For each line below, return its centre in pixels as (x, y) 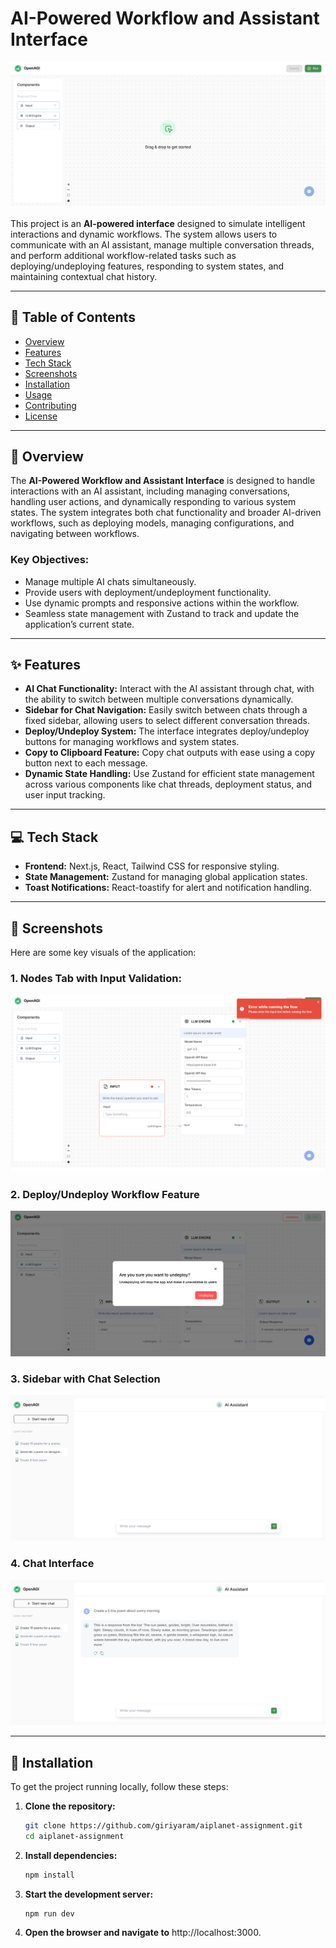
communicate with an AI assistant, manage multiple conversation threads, (162, 244)
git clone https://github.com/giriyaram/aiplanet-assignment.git (163, 1825)
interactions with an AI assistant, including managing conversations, (150, 491)
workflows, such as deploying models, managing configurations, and (152, 523)
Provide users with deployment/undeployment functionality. (148, 592)
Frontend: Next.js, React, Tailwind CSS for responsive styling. (152, 866)
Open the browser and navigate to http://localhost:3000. (143, 1933)
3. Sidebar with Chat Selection (85, 1379)
